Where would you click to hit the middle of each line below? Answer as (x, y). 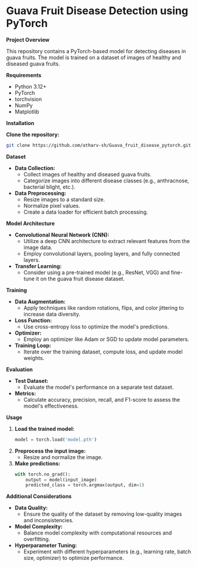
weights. (34, 358)
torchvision (28, 99)
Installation (20, 123)
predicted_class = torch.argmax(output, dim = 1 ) (85, 485)
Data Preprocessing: (40, 193)
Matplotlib (27, 112)
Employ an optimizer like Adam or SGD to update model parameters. (106, 339)
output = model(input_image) (61, 480)
